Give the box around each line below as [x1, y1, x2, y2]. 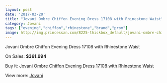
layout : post [5, 7, 32, 12]
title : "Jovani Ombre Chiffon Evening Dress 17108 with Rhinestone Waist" [5, 16, 164, 21]
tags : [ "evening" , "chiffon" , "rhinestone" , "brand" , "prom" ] [5, 26, 128, 31]
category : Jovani [5, 21, 41, 26]
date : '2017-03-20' [5, 12, 46, 17]
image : [5, 30, 19, 35]
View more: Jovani [5, 73, 43, 78]
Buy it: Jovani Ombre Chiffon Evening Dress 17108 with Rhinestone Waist [5, 63, 154, 69]
